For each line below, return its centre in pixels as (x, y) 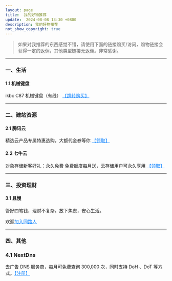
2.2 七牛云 (16, 153)
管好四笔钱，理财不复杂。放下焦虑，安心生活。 (55, 210)
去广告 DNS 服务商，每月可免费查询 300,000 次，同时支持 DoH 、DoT (79, 267)
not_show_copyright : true (33, 29)
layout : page (19, 10)
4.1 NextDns (20, 255)
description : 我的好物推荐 (32, 24)
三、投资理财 (21, 185)
